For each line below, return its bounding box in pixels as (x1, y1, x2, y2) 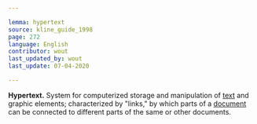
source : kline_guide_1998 (8, 25, 93, 34)
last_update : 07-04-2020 (8, 62, 90, 71)
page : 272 (8, 33, 41, 41)
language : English (8, 40, 68, 48)
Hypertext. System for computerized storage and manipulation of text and (8, 90, 249, 100)
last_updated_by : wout (8, 55, 83, 63)
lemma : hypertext (8, 18, 65, 26)
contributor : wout (8, 48, 68, 56)
